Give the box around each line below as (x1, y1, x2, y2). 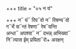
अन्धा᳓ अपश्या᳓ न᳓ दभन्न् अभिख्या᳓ (6, 30, 71, 37)
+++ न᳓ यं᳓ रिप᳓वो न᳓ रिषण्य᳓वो (6, 17, 70, 23)
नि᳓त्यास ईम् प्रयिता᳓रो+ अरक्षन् (6, 36, 64, 43)
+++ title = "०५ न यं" (6, 5, 53, 12)
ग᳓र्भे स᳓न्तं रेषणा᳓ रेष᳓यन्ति (6, 23, 57, 30)
